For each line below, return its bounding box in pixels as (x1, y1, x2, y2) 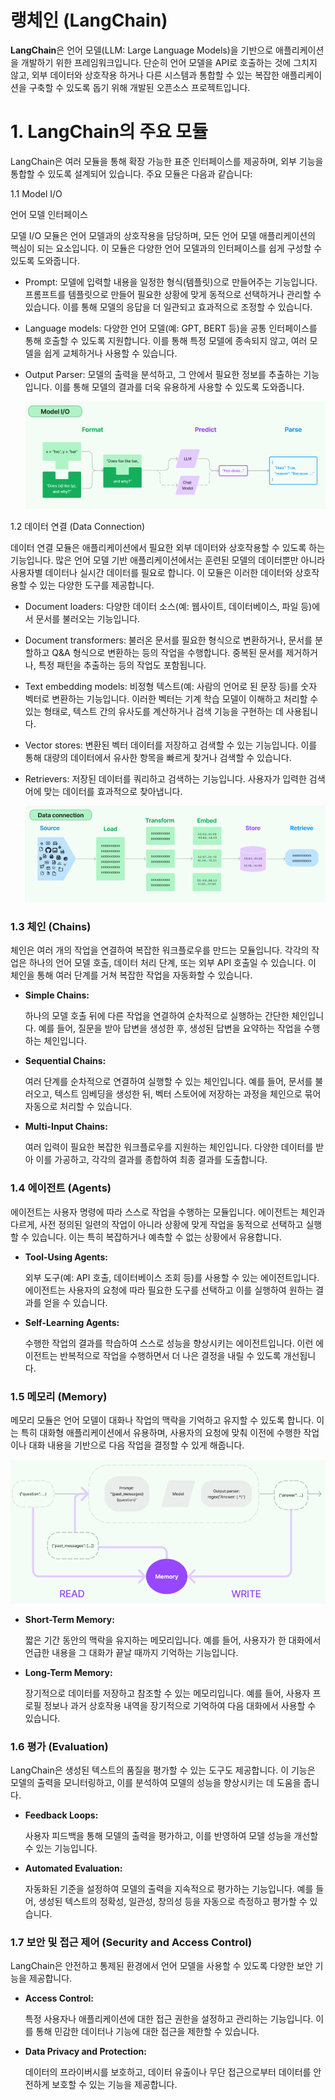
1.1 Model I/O (10, 187, 63, 200)
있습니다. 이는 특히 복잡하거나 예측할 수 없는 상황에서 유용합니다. (31, 1231, 282, 1243)
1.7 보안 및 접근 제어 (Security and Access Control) (10, 1936, 253, 1950)
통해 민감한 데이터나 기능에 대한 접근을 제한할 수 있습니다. (35, 2026, 260, 2038)
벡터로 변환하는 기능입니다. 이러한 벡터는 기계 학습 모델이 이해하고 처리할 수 (24, 692, 319, 705)
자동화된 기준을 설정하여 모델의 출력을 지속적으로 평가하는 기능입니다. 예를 (24, 1883, 314, 1895)
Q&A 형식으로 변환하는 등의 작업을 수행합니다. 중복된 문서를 (51, 646, 284, 658)
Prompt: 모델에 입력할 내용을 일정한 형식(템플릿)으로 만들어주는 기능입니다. (24, 276, 318, 288)
